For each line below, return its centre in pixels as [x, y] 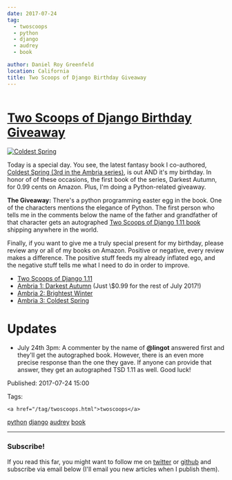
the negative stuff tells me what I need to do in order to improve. [98, 265]
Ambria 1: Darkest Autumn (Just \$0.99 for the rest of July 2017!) [109, 286]
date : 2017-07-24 [32, 13]
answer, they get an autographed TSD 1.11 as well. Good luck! [104, 370]
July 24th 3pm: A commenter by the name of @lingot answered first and [120, 348]
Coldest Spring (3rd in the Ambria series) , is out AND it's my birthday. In [109, 172]
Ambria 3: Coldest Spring [53, 301]
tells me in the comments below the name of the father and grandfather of [113, 215]
